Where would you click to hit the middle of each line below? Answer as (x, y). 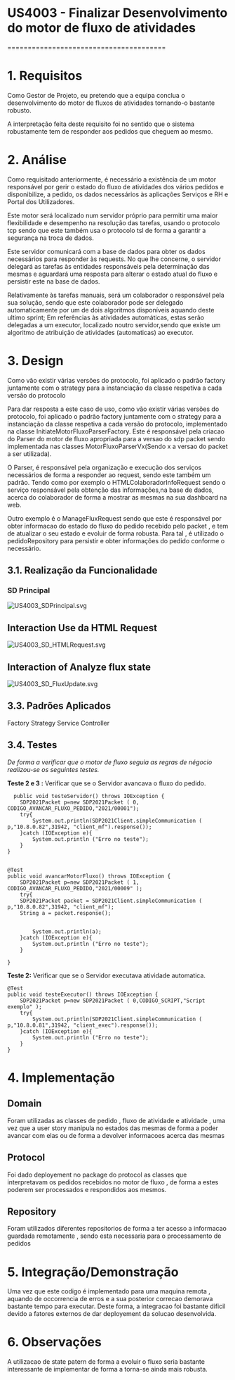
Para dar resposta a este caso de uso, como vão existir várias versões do (113, 409)
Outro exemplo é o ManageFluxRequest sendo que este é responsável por (115, 518)
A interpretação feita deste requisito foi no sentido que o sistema (101, 124)
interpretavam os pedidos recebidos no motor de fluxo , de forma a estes (113, 1182)
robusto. (19, 110)
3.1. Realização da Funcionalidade (82, 570)
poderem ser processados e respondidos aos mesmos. (87, 1189)
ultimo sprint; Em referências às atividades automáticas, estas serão (106, 317)
